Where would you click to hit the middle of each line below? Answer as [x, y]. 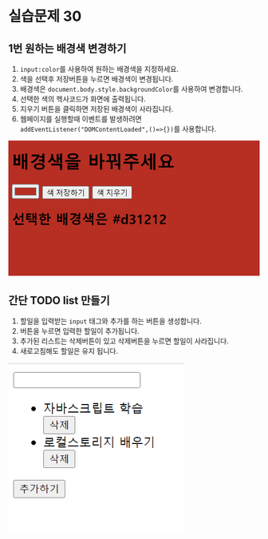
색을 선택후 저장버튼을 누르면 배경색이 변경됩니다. [97, 79]
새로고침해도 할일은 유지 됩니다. [69, 351]
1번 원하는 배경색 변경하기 [67, 48]
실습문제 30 [45, 16]
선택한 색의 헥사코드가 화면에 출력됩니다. [83, 99]
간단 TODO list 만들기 [59, 300]
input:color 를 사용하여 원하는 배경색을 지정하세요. [99, 69]
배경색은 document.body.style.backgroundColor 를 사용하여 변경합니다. [131, 89]
